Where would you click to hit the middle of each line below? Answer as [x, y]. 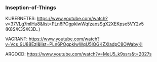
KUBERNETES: [21, 19]
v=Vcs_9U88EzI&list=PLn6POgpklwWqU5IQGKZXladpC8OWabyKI [74, 44]
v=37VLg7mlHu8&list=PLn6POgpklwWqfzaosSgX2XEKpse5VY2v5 [75, 24]
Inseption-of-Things [31, 8]
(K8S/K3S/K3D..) [23, 29]
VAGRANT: [16, 39]
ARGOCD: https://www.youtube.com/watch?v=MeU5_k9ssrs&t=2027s [78, 54]
